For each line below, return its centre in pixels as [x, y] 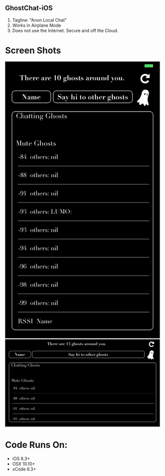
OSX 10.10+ [24, 464]
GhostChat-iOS [29, 8]
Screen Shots [33, 50]
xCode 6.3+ [24, 469]
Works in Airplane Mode [37, 25]
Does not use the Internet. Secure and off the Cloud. [65, 30]
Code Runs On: [36, 445]
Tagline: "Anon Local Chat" [40, 20]
